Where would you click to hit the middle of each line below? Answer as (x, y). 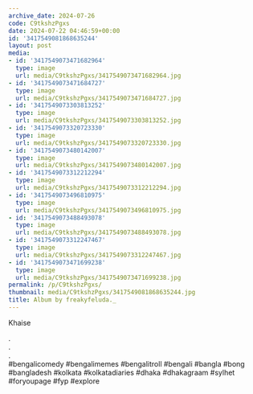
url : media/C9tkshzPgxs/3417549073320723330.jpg (98, 143)
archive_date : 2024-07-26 (51, 16)
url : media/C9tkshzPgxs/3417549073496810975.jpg (98, 210)
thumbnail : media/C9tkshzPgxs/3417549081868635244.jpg (102, 293)
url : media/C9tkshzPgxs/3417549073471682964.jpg (98, 76)
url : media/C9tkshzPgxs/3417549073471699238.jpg (98, 277)
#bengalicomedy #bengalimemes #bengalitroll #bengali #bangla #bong (126, 363)
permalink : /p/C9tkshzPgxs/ (55, 285)
